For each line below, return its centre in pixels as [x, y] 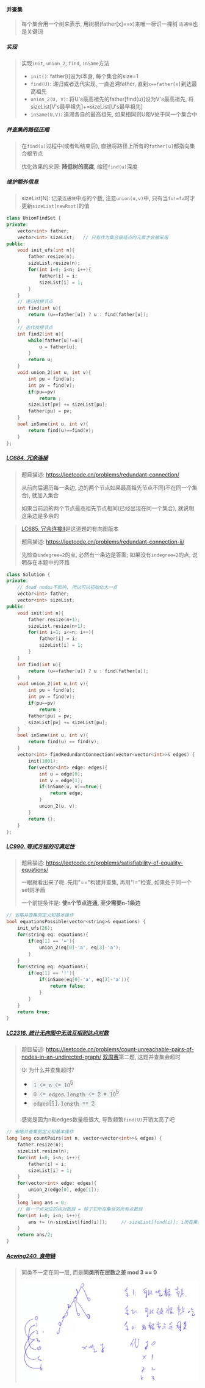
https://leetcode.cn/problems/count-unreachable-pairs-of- [120, 1049]
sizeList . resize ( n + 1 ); [57, 626]
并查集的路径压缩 [28, 129]
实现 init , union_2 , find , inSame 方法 [65, 63]
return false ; [68, 986]
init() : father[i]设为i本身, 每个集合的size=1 [85, 76]
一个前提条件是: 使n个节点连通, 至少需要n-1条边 [81, 903]
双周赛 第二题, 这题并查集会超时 [142, 1057]
